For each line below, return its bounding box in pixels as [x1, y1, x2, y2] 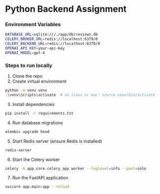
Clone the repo [12, 73, 43, 79]
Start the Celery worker [12, 156, 60, 163]
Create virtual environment [12, 79, 67, 84]
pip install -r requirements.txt [5, 111, 74, 116]
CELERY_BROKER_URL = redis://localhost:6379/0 [5, 37, 98, 42]
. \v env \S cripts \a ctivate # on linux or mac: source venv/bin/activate [5, 92, 155, 98]
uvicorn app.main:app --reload [5, 184, 69, 190]
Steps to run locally [5, 62, 53, 69]
